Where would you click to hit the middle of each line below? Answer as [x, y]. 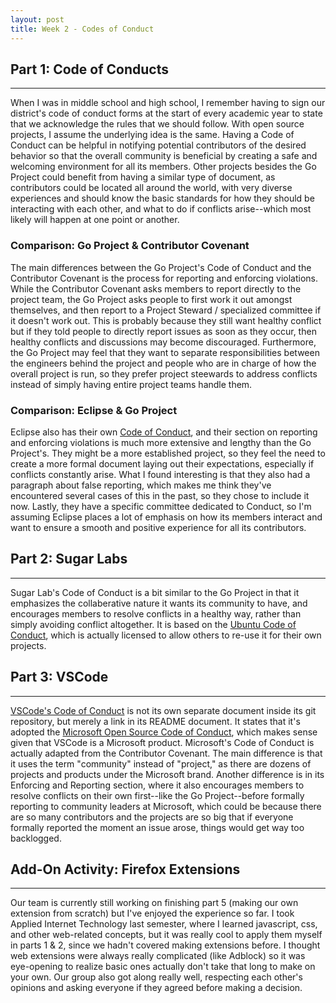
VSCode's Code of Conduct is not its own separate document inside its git [163, 710]
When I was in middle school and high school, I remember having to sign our [168, 103]
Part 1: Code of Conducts [89, 69]
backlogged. [36, 838]
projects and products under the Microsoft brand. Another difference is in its [167, 774]
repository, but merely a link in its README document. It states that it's [155, 721]
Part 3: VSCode [59, 677]
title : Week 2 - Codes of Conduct [82, 29]
